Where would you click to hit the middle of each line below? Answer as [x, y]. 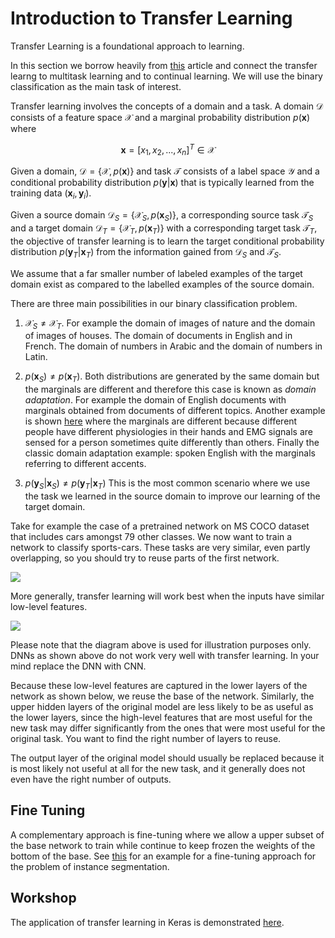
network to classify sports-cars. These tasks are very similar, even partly [160, 547]
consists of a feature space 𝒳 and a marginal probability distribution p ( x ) [160, 117]
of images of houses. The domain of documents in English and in [158, 336]
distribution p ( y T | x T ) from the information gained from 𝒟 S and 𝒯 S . [146, 252]
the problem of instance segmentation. [90, 866]
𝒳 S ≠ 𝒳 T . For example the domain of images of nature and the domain [170, 324]
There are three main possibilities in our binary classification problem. [154, 303]
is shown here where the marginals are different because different [161, 421]
